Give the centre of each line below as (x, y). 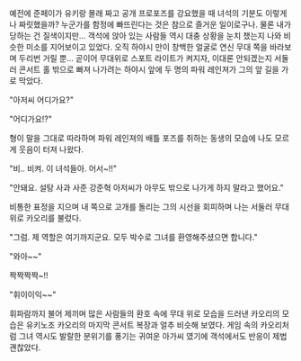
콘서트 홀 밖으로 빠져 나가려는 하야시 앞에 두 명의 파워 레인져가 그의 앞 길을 (149, 69)
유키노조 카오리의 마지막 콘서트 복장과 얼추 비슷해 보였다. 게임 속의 (142, 325)
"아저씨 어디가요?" (42, 100)
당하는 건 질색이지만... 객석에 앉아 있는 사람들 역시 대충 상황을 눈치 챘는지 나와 (146, 36)
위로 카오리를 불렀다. (45, 218)
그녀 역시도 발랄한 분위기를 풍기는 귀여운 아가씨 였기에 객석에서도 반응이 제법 (153, 336)
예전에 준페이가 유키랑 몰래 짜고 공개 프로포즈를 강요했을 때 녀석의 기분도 (136, 13)
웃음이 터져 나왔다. (51, 149)
